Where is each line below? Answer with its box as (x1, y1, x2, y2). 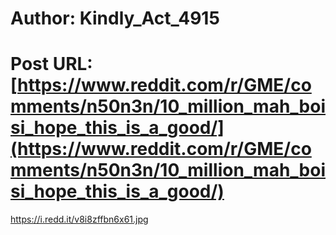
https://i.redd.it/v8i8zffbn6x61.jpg (10, 213, 149, 226)
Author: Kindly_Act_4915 (10, 7, 220, 30)
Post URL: (10, 53, 93, 76)
